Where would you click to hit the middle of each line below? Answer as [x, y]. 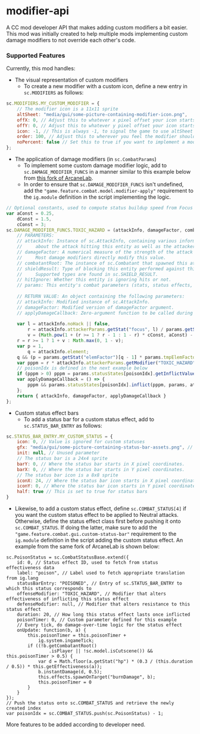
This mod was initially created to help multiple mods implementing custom [97, 33]
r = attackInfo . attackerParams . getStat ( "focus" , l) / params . [106, 330]
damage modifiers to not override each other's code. [71, 40]
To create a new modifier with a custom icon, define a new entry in [105, 86]
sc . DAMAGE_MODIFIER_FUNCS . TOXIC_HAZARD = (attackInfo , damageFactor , [94, 230]
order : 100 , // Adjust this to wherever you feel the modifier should [106, 137]
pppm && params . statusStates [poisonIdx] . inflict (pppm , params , [107, 385]
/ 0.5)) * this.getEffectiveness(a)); [54, 667]
